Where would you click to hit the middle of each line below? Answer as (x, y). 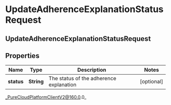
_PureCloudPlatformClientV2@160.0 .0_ (46, 97)
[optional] (151, 82)
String (36, 82)
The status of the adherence (82, 78)
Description (92, 70)
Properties (22, 56)
